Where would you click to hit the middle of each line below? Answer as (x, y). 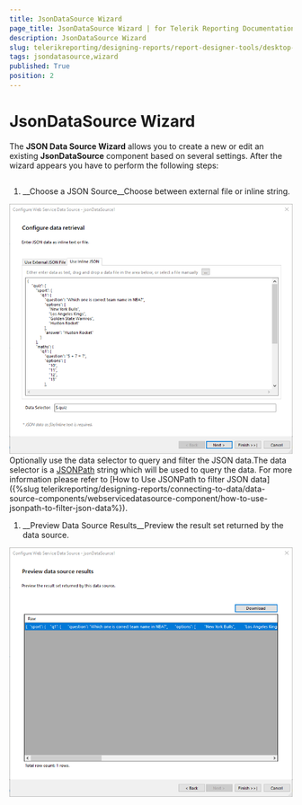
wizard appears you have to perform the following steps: (114, 165)
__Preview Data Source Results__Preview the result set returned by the (153, 525)
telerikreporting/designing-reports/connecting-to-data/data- (153, 489)
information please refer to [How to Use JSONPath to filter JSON (129, 479)
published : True (40, 66)
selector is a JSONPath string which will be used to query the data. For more (151, 469)
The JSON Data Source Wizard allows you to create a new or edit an (137, 146)
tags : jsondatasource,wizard (64, 57)
